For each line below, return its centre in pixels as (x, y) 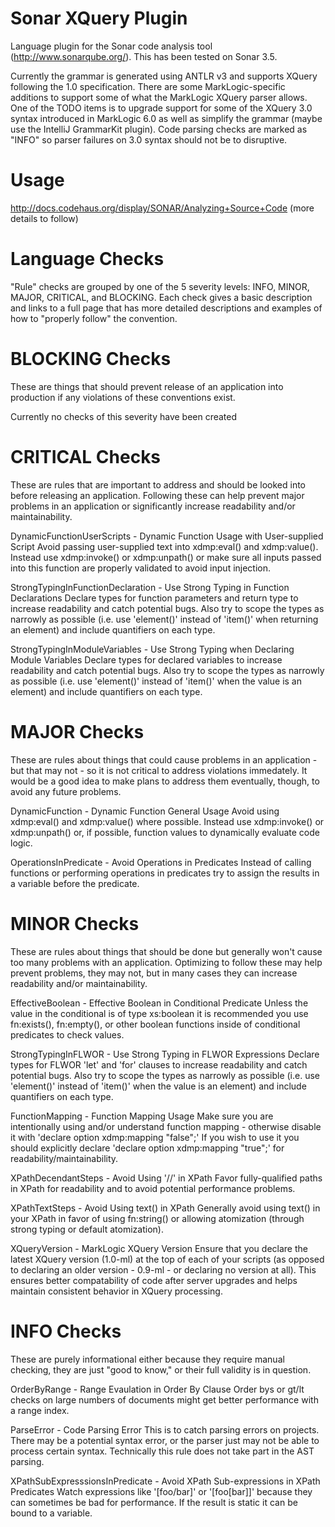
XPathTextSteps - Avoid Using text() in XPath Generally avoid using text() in (165, 1208)
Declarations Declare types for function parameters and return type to (154, 598)
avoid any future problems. (66, 791)
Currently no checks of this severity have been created (124, 416)
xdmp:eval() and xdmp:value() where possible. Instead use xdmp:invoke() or (167, 821)
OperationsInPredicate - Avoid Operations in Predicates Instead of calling (161, 862)
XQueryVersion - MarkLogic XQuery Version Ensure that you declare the (159, 1248)
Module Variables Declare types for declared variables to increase (146, 659)
